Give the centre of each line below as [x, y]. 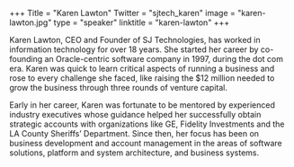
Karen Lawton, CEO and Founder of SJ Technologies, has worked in [135, 40]
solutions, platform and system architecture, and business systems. [134, 153]
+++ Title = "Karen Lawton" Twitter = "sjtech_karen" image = [123, 13]
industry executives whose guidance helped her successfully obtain [135, 114]
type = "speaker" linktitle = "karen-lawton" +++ [142, 22]
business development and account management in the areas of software [146, 143]
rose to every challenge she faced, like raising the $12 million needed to [142, 78]
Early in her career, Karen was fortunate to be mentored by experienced [143, 105]
